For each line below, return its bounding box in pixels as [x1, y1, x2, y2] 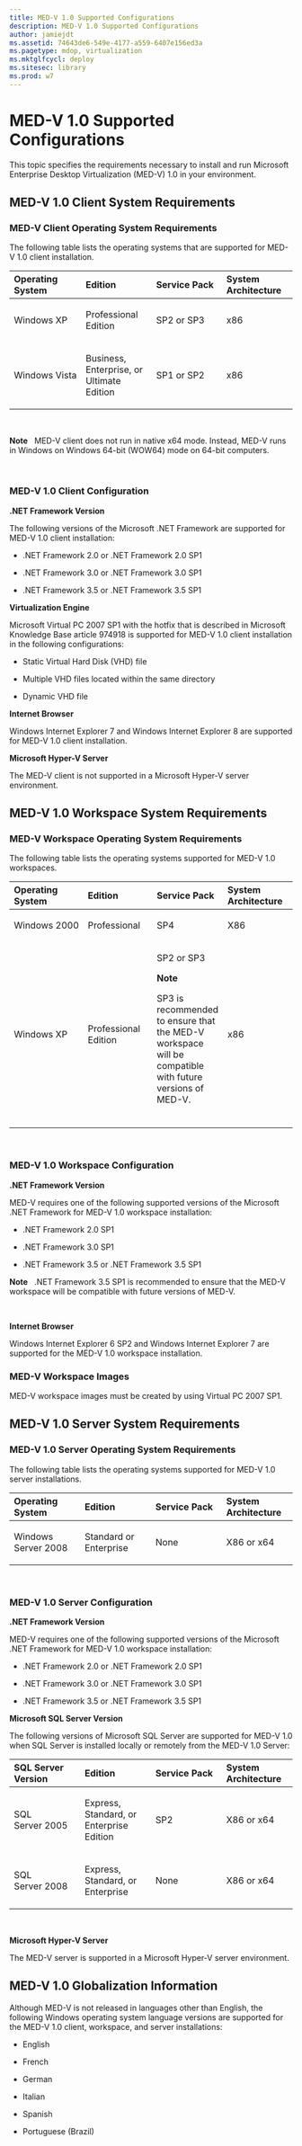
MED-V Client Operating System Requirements [9, 222, 218, 234]
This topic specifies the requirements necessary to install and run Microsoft [9, 159, 289, 170]
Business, [84, 352, 127, 365]
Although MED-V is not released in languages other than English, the [9, 2002, 263, 2013]
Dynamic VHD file [22, 690, 88, 701]
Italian [22, 2091, 46, 2102]
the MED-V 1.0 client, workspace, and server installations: [9, 2021, 223, 2032]
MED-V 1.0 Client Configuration [9, 485, 150, 497]
